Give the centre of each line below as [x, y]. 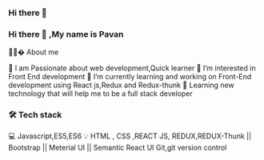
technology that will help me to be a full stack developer [101, 94]
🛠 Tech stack [35, 115]
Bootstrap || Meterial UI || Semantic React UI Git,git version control [118, 147]
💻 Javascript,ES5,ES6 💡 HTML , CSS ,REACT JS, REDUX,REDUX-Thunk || [130, 136]
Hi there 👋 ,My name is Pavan [66, 34]
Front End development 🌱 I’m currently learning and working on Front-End [130, 77]
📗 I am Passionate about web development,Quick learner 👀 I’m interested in [132, 68]
